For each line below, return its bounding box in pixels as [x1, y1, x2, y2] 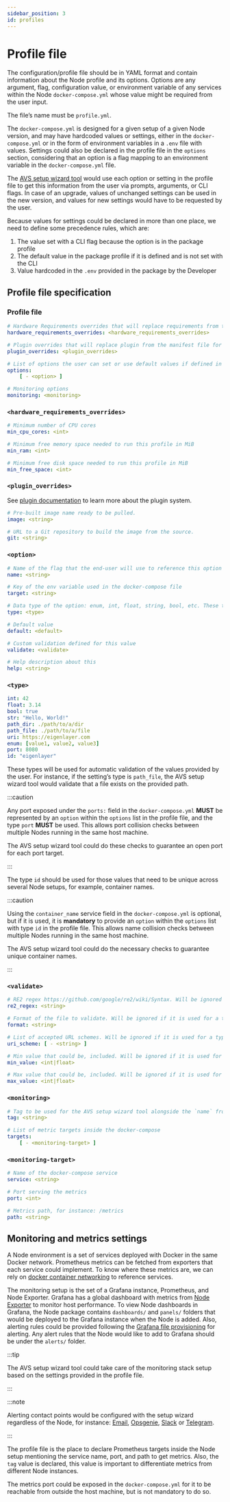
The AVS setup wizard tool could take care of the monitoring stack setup [7, 1364, 212, 1372]
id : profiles [7, 16, 44, 23]
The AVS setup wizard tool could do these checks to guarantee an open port [7, 842, 223, 850]
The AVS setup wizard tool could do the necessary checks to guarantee [7, 945, 210, 953]
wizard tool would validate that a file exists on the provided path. [7, 780, 190, 788]
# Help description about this [7, 659, 97, 666]
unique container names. [7, 952, 77, 961]
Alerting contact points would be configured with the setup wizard [7, 1411, 194, 1420]
